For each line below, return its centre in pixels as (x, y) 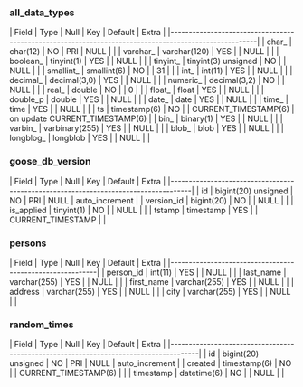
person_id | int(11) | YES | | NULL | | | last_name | (196, 272)
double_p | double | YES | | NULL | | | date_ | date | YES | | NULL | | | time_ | (149, 99)
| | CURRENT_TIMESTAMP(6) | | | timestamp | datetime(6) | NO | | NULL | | (147, 373)
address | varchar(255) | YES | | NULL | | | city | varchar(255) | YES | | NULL (150, 291)
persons (28, 243)
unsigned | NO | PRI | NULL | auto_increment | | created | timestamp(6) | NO (151, 363)
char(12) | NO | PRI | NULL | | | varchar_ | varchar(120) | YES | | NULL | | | (144, 52)
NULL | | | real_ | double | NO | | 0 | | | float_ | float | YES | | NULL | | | (137, 90)
